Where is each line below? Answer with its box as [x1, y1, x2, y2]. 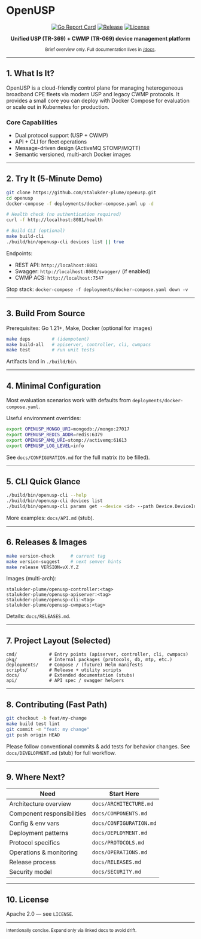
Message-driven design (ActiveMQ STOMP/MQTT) [14, 145, 141, 152]
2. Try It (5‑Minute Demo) [6, 174, 103, 184]
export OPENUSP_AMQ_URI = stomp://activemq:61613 [6, 437, 127, 443]
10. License [6, 894, 49, 904]
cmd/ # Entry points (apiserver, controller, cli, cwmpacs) [6, 652, 188, 657]
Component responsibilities [9, 809, 87, 818]
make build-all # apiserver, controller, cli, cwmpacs [6, 341, 151, 347]
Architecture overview [9, 800, 72, 808]
